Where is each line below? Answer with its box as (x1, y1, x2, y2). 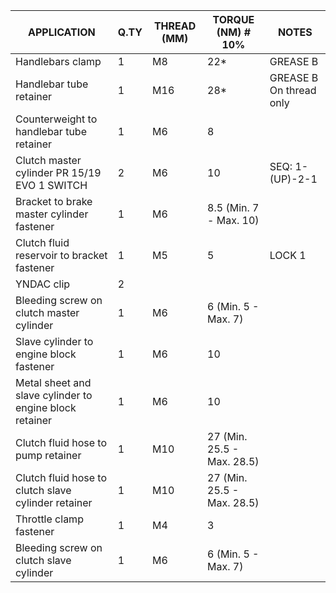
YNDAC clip (15, 277, 71, 291)
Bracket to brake (15, 195, 93, 208)
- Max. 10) (207, 214, 260, 227)
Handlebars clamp (15, 55, 102, 68)
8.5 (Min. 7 (207, 201, 260, 214)
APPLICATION (27, 25, 96, 39)
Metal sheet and (15, 376, 92, 389)
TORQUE (212, 13, 255, 26)
